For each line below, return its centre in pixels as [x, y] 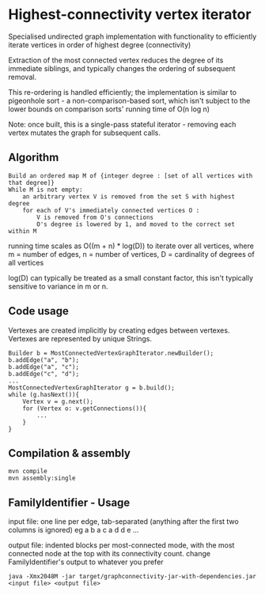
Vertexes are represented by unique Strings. [80, 338]
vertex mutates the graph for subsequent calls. [84, 133]
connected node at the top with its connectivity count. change [110, 554]
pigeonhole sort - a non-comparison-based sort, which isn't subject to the [129, 100]
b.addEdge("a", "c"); [44, 367]
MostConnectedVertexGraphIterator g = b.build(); [92, 388]
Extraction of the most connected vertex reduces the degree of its [116, 60]
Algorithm [34, 158]
